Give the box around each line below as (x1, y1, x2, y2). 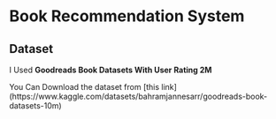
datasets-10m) (9, 100, 62, 111)
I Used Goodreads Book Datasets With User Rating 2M (9, 64, 212, 75)
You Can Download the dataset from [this (9, 82, 160, 92)
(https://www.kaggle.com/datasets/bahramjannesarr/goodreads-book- (9, 91, 268, 101)
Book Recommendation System (9, 6, 245, 26)
